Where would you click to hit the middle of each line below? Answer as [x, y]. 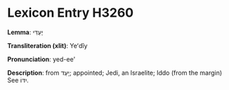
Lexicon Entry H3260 [71, 13]
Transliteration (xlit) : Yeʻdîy [47, 45]
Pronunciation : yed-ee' [41, 59]
